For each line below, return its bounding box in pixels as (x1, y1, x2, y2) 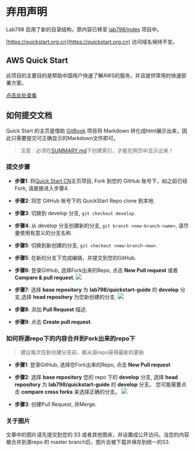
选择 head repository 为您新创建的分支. (21, 293, 117, 300)
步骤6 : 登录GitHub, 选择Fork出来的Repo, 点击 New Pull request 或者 (14, 266, 178, 274)
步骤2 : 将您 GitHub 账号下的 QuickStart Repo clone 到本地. (14, 197, 155, 204)
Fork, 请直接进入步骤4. (14, 184, 69, 192)
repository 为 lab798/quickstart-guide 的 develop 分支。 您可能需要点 (14, 381, 187, 388)
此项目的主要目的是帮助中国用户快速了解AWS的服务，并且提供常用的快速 (6, 71, 182, 79)
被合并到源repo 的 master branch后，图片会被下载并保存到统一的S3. (6, 439, 170, 446)
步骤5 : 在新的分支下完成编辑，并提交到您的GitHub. (14, 254, 137, 261)
